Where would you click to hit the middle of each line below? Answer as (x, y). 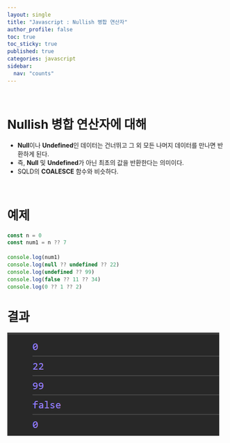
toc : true (22, 37)
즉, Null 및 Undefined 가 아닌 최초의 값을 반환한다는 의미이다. (100, 162)
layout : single (29, 15)
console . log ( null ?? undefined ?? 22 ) (63, 265)
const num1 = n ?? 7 (37, 243)
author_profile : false (40, 29)
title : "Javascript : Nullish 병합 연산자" (67, 22)
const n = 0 (24, 235)
